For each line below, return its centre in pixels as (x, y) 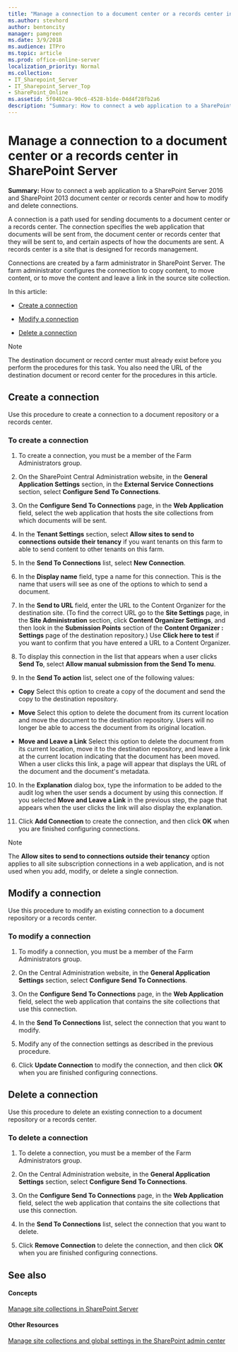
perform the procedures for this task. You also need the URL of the (105, 368)
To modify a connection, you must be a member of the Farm (106, 952)
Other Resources (34, 1325)
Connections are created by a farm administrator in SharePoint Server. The (117, 263)
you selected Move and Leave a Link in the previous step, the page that (123, 800)
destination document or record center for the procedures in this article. (113, 375)
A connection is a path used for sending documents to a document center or (119, 219)
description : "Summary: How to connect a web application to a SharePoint (120, 106)
